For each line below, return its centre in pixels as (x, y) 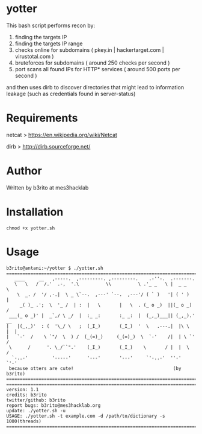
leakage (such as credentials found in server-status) (71, 94)
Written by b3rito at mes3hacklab (47, 187)
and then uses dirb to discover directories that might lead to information (95, 87)
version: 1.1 (23, 389)
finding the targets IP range (49, 43)
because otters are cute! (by (95, 368)
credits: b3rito (26, 395)
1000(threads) (24, 421)
